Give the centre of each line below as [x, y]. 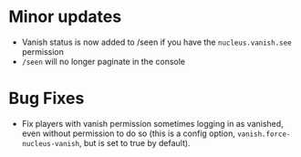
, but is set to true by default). [135, 142]
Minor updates [65, 17]
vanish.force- [264, 134]
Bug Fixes [47, 99]
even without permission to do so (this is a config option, [129, 133]
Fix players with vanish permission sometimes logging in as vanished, [152, 123]
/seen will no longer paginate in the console [104, 61]
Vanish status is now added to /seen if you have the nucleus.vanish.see [157, 42]
